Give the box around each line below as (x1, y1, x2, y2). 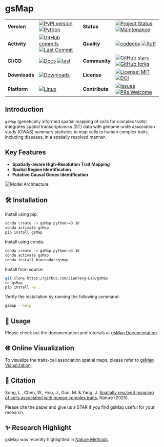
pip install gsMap (5, 230, 42, 235)
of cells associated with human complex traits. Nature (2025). (5, 395, 129, 400)
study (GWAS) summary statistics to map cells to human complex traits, (5, 128, 149, 135)
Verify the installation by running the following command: (5, 294, 120, 299)
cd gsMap (5, 280, 23, 285)
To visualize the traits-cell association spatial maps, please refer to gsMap (5, 357, 154, 363)
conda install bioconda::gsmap (5, 257, 69, 262)
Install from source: (5, 266, 44, 272)
